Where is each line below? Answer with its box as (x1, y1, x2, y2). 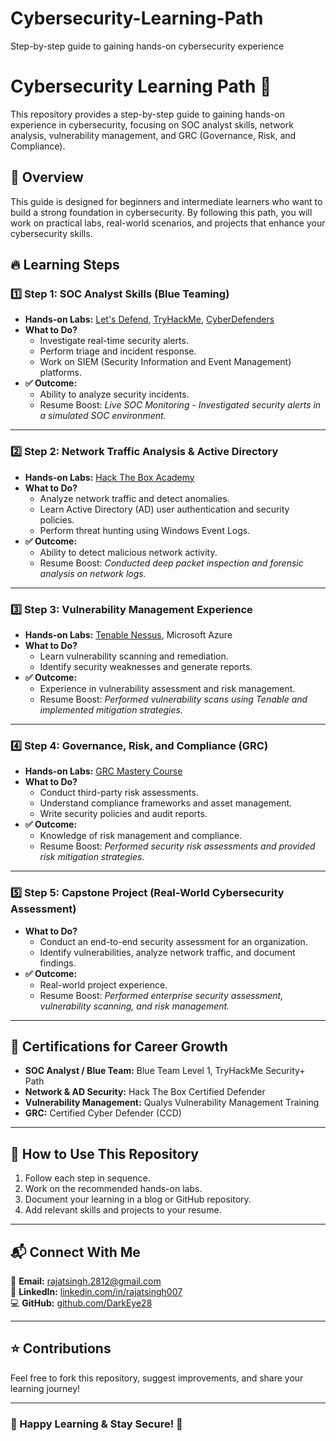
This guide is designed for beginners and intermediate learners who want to (10, 195, 323, 207)
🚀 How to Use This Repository (10, 1145, 199, 1162)
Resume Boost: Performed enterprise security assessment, (39, 989, 284, 1001)
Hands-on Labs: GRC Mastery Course (24, 765, 183, 777)
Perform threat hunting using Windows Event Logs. (39, 524, 251, 536)
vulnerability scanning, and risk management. (39, 1000, 230, 1012)
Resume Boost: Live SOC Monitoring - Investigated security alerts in (39, 399, 322, 411)
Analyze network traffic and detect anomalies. (39, 492, 230, 504)
